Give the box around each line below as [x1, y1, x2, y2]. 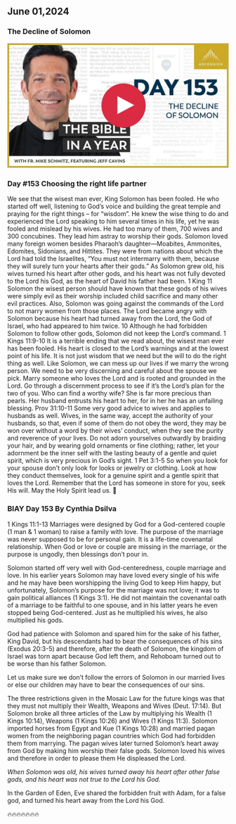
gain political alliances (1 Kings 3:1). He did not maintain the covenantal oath [7, 593, 227, 602]
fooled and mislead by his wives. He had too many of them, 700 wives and [7, 224, 223, 233]
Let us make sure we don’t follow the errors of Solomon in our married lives [7, 673, 225, 681]
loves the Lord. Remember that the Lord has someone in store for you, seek [7, 478, 226, 488]
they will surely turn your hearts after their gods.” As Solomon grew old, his [7, 262, 225, 270]
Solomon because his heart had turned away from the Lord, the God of [7, 315, 213, 323]
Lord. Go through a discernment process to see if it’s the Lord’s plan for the [7, 381, 225, 390]
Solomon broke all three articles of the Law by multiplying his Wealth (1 [7, 709, 212, 717]
